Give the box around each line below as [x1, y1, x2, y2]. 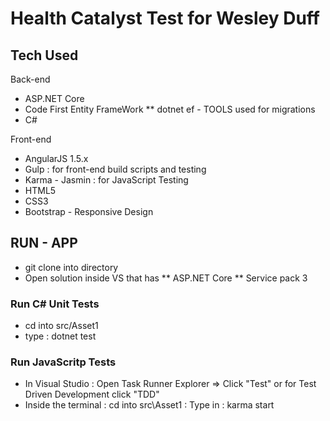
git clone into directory [24, 261, 119, 273]
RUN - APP [10, 235, 78, 252]
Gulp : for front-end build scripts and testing [24, 163, 207, 175]
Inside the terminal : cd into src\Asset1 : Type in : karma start [24, 399, 275, 411]
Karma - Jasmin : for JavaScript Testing [24, 174, 189, 186]
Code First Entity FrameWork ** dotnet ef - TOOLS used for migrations [24, 103, 316, 115]
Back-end [10, 73, 51, 85]
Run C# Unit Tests [10, 297, 100, 311]
